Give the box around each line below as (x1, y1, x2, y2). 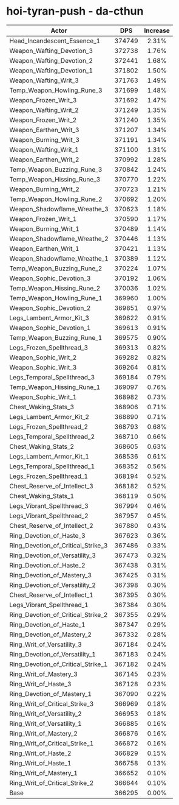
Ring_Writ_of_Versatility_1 (9, 719, 82, 728)
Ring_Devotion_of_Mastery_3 (9, 571, 92, 579)
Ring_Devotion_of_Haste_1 (9, 620, 86, 628)
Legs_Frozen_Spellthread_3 (9, 343, 89, 351)
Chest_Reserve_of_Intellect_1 (9, 591, 94, 599)
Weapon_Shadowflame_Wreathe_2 (9, 234, 109, 243)
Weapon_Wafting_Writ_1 (9, 145, 79, 153)
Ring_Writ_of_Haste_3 (9, 680, 72, 688)
